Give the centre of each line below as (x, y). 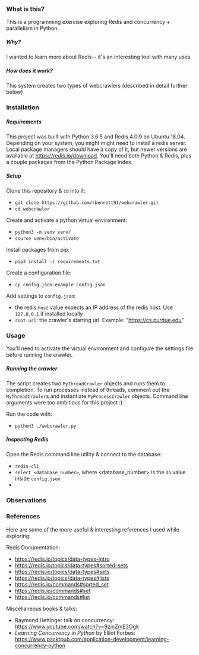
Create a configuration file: (39, 273)
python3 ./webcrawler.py (45, 426)
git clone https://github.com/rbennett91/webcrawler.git (87, 203)
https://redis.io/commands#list (52, 597)
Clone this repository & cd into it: (46, 191)
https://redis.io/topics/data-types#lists (62, 578)
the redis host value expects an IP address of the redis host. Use (94, 308)
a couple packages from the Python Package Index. (70, 162)
